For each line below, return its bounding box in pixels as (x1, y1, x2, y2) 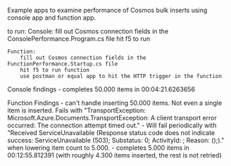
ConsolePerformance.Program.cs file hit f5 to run (7, 34, 150, 43)
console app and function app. (7, 13, 96, 22)
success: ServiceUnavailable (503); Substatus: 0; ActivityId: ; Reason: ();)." (7, 136, 225, 144)
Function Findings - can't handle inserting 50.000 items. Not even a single (7, 98, 223, 107)
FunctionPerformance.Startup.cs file (7, 60, 118, 68)
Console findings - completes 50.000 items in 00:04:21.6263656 (7, 85, 196, 94)
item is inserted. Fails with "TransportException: (7, 106, 146, 115)
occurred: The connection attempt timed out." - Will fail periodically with (7, 121, 217, 129)
